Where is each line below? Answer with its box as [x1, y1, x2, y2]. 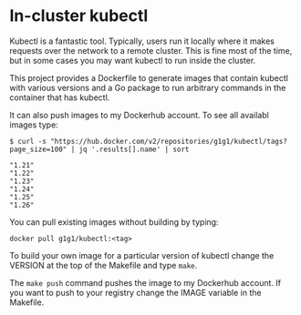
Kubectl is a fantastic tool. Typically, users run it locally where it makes [9, 36, 275, 46]
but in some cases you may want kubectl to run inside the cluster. [9, 55, 256, 66]
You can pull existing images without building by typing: [9, 216, 219, 228]
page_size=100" [9, 145, 67, 154]
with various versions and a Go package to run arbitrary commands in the [9, 82, 286, 93]
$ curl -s [9, 137, 47, 146]
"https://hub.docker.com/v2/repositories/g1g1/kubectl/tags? [49, 137, 287, 146]
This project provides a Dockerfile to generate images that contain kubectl [9, 72, 289, 83]
